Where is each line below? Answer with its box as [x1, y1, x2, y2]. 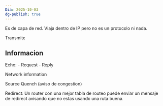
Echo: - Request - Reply [5, 62, 54, 68]
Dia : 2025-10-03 [5, 7, 38, 12]
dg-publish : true [5, 12, 41, 17]
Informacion [5, 49, 43, 57]
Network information [5, 72, 47, 78]
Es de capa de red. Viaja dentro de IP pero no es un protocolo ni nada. [5, 25, 148, 31]
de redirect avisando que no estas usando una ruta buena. [5, 96, 124, 102]
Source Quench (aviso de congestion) [5, 81, 82, 87]
